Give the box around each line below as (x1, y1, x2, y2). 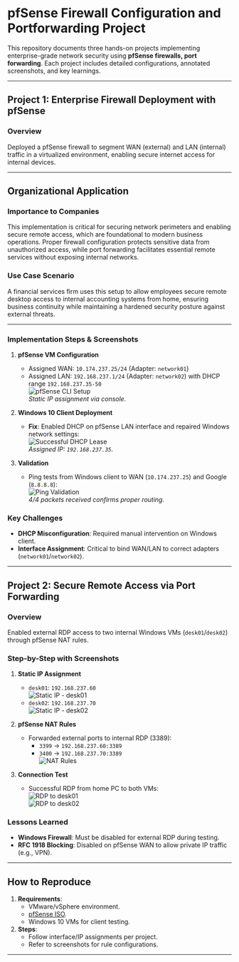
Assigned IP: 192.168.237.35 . (28, 444, 114, 454)
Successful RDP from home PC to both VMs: (28, 784, 159, 793)
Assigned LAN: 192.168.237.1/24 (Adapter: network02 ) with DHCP (28, 372, 221, 380)
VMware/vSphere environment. (28, 902, 120, 911)
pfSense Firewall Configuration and (7, 5, 222, 21)
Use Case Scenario (7, 271, 75, 281)
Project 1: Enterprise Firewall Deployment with (7, 94, 216, 106)
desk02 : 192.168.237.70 (28, 699, 96, 707)
